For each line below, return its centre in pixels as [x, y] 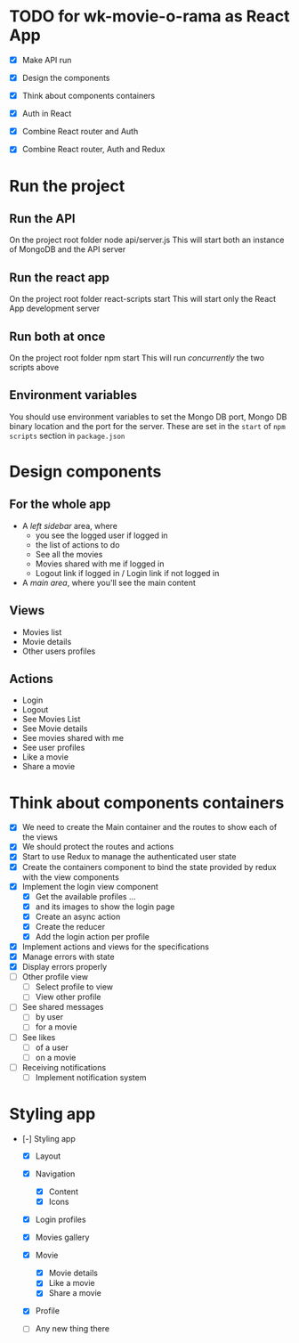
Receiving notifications [64, 1067]
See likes [39, 1037]
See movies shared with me [73, 738]
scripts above [34, 367]
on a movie [56, 1057]
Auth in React [47, 114]
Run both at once [57, 336]
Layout [48, 1156]
